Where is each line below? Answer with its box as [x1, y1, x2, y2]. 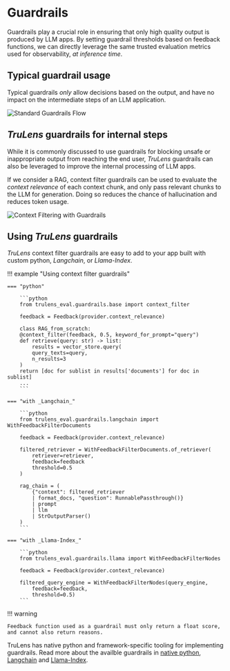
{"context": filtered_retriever [32, 489, 126, 495]
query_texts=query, [32, 350, 88, 357]
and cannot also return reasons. [7, 629, 104, 636]
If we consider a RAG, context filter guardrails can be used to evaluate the [7, 175, 218, 184]
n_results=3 [32, 356, 67, 363]
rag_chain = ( [19, 482, 60, 490]
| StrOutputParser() [32, 513, 91, 520]
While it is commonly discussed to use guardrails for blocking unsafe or [7, 147, 211, 155]
